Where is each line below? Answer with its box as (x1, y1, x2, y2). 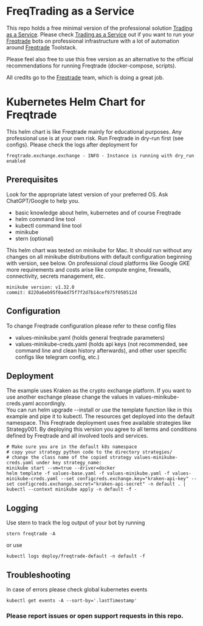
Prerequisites (6, 174, 58, 185)
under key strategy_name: (36, 460, 102, 466)
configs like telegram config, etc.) (15, 353, 100, 360)
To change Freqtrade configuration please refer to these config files (6, 322, 176, 329)
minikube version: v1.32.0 (6, 284, 75, 290)
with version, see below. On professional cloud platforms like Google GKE (6, 260, 190, 267)
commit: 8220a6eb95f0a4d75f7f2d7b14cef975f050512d (6, 289, 137, 295)
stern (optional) (15, 235, 54, 242)
